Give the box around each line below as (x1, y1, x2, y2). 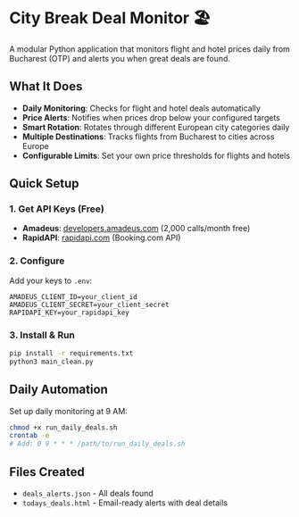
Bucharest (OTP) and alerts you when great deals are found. (9, 53, 230, 63)
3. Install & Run (9, 329, 76, 341)
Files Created (9, 464, 85, 479)
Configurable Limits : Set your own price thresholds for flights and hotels (21, 150, 291, 161)
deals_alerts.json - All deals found (21, 488, 154, 499)
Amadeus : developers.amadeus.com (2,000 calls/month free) (21, 223, 251, 234)
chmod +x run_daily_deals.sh (9, 422, 118, 432)
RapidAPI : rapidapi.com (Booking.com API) (21, 232, 181, 243)
